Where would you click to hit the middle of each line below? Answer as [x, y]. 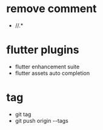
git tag [23, 114]
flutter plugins [43, 50]
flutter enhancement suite [47, 67]
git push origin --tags [42, 120]
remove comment [51, 9]
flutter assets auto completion [52, 73]
